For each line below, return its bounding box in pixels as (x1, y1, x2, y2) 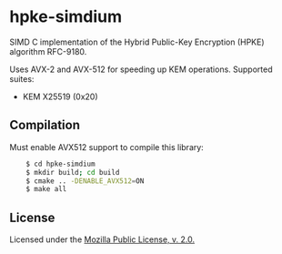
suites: (9, 73, 35, 84)
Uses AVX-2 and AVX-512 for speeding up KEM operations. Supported (9, 64, 273, 75)
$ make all (25, 185, 67, 194)
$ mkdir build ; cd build (25, 168, 120, 177)
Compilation (9, 117, 80, 133)
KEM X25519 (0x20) (22, 91, 98, 102)
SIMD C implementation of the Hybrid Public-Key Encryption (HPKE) (9, 36, 266, 47)
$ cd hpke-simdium (25, 159, 96, 168)
